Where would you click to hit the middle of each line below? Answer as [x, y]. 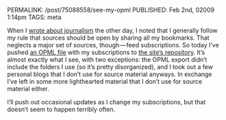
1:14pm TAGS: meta [34, 17]
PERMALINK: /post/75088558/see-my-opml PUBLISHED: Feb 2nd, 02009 [111, 10]
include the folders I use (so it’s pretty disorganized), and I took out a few [110, 67]
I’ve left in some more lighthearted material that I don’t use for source [105, 81]
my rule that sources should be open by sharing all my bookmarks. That [109, 38]
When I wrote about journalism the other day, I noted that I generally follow [112, 31]
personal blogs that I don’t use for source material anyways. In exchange [110, 74]
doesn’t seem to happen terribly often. [61, 109]
